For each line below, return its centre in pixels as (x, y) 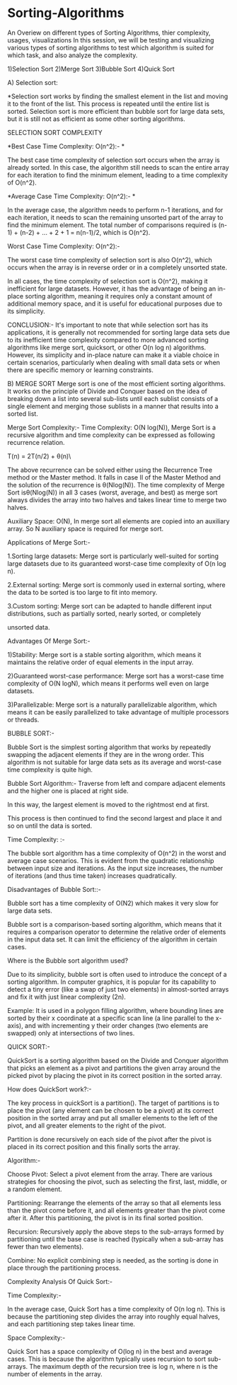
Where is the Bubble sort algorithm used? (68, 961)
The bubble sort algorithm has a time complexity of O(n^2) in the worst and (117, 853)
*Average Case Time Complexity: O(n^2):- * (71, 196)
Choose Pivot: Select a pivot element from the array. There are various (110, 1174)
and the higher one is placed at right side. (68, 791)
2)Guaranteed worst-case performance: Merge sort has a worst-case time (116, 676)
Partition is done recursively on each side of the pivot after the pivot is (110, 1139)
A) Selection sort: (33, 82)
